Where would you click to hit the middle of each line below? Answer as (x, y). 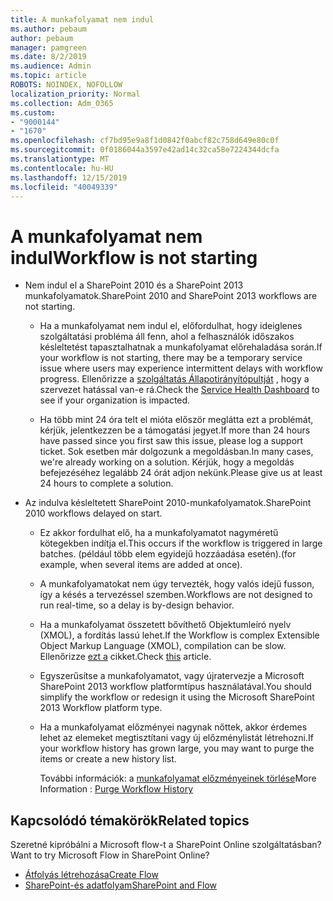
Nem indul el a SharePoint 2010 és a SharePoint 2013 (134, 285)
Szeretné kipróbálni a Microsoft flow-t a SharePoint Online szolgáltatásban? (166, 845)
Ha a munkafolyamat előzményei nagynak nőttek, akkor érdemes (173, 727)
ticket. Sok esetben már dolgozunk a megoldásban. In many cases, (176, 452)
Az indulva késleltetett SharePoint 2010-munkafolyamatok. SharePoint (168, 503)
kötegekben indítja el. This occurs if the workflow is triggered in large (181, 543)
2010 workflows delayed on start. (93, 513)
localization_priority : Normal (75, 94)
